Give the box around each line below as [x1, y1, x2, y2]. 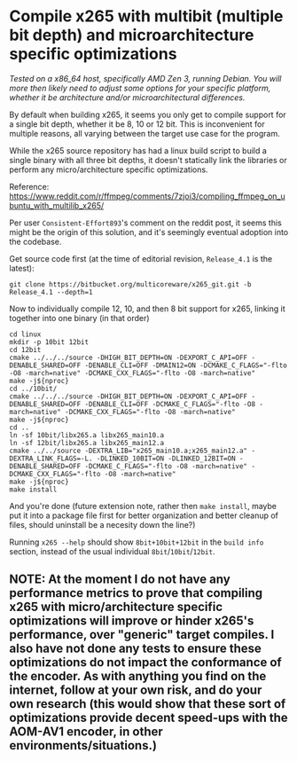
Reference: [9, 181, 50, 192]
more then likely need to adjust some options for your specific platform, [9, 82, 271, 93]
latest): [9, 263, 35, 273]
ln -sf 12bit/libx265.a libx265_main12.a [9, 438, 165, 447]
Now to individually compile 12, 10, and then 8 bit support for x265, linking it [9, 303, 285, 314]
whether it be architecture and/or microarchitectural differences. [9, 91, 246, 103]
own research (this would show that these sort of [9, 696, 286, 711]
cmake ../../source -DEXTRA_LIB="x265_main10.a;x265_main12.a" [9, 446, 248, 455]
